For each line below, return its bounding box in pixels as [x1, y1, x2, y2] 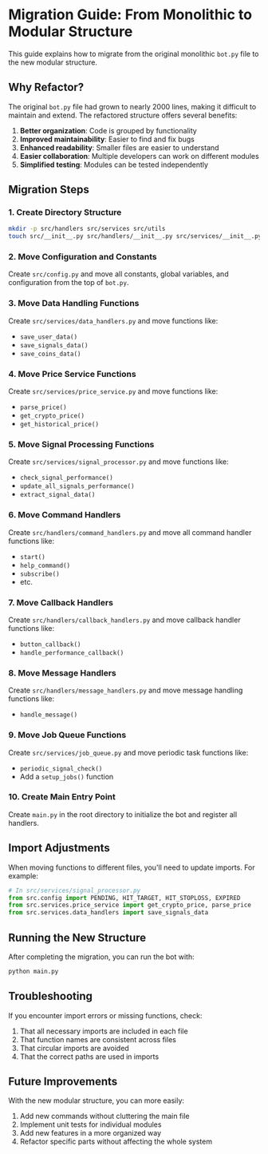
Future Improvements [8, 1075, 118, 1089]
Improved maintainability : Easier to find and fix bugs [19, 134, 195, 144]
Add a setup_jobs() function [19, 771, 114, 781]
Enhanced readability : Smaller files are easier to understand [19, 142, 219, 153]
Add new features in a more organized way [19, 1128, 162, 1138]
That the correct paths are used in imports [19, 1052, 160, 1061]
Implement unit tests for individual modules [19, 1120, 162, 1129]
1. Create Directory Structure [8, 207, 122, 218]
